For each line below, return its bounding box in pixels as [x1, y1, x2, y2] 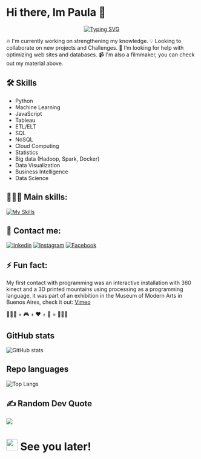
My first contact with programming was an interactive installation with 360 [6, 279, 192, 287]
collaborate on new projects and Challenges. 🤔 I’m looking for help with [6, 44, 184, 51]
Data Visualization [15, 161, 61, 169]
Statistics [15, 149, 39, 156]
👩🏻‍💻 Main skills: [6, 192, 68, 203]
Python [15, 97, 33, 104]
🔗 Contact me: [6, 226, 61, 236]
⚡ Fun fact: [6, 260, 48, 270]
